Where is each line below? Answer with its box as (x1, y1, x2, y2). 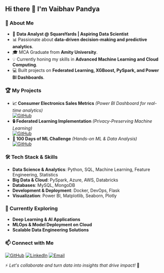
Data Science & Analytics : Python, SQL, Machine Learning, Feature (12, 167, 151, 172)
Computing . (12, 62, 38, 68)
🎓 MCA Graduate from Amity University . (12, 49, 98, 55)
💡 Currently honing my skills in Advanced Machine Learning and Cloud (12, 56, 159, 62)
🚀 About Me (5, 20, 34, 27)
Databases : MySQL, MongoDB (12, 182, 76, 188)
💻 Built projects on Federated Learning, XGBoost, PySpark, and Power (12, 67, 159, 73)
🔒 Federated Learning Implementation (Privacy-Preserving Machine (12, 118, 152, 124)
